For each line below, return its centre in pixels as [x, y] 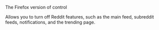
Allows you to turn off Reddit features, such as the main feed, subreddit [80, 17]
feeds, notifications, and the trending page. [50, 22]
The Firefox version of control [36, 7]
